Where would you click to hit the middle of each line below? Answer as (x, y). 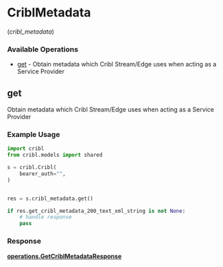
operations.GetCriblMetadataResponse (64, 256)
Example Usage (34, 134)
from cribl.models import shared (55, 155)
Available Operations (43, 49)
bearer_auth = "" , (43, 174)
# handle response (46, 217)
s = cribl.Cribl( (32, 168)
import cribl (26, 149)
